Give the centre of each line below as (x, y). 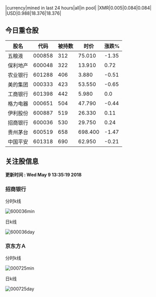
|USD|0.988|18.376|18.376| (33, 13)
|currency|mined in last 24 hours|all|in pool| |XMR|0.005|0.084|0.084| (79, 8)
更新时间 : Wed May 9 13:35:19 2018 (44, 174)
